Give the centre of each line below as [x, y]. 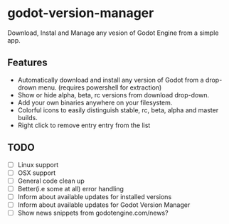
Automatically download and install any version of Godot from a [111, 80]
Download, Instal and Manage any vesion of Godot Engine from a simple [113, 33]
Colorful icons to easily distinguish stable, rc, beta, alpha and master [118, 110]
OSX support [37, 173]
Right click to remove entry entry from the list [84, 125]
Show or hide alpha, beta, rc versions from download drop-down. [113, 95]
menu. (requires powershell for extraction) [100, 87]
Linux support [38, 164]
